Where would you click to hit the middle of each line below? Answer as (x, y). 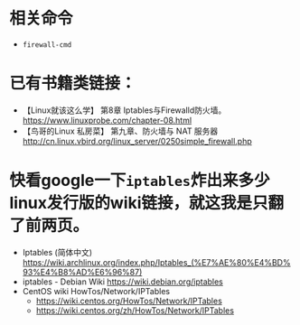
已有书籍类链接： (73, 84)
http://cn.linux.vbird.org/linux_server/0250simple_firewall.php (137, 141)
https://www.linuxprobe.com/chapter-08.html (107, 120)
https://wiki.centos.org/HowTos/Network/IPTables (129, 301)
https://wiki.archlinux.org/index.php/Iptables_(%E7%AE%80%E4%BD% (156, 262)
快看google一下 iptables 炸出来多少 (140, 181)
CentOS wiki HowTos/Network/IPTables (96, 291)
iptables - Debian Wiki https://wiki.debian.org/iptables (123, 282)
